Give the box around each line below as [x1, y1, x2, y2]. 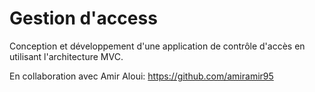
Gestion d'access [9, 7, 158, 30]
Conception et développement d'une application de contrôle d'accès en [9, 40, 306, 52]
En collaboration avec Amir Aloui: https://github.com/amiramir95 [9, 70, 274, 82]
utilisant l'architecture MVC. [9, 50, 124, 62]
